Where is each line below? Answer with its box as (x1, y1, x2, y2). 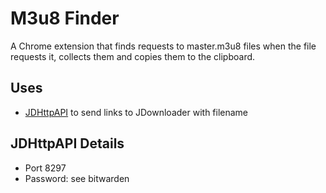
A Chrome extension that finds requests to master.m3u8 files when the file (10, 40, 317, 52)
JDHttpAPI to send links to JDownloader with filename (24, 106, 249, 118)
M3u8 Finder (10, 7, 120, 30)
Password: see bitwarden (24, 172, 130, 184)
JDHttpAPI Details (10, 135, 125, 152)
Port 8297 (24, 162, 67, 174)
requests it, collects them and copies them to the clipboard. (10, 50, 256, 62)
